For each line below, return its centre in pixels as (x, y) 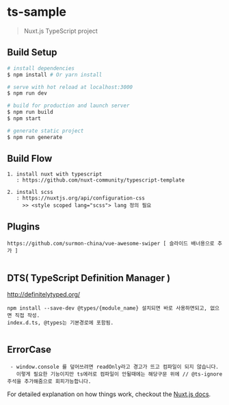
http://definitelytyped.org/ (44, 295)
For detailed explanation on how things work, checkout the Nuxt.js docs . (109, 394)
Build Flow (30, 159)
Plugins (24, 226)
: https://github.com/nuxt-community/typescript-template (100, 180)
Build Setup (32, 52)
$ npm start (24, 119)
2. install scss (30, 193)
